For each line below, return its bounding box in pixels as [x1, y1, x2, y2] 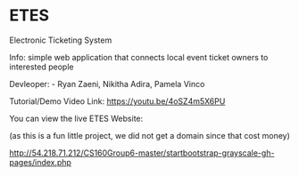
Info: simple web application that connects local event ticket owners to [9, 52, 269, 62]
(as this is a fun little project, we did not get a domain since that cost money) [9, 130, 290, 140]
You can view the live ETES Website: [9, 113, 144, 124]
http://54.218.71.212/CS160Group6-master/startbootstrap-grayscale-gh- [9, 148, 275, 158]
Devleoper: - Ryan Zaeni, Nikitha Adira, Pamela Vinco [9, 78, 205, 89]
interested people [9, 61, 74, 72]
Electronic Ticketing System [9, 35, 112, 45]
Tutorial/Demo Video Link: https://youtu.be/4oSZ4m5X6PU [9, 95, 226, 107]
